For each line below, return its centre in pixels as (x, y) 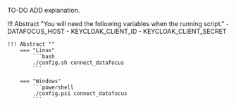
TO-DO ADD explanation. (44, 10)
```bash (44, 56)
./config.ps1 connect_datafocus (80, 94)
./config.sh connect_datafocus (79, 63)
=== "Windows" (41, 81)
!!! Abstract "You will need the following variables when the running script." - (118, 24)
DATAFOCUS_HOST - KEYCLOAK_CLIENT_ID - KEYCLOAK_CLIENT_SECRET (117, 31)
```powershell (53, 87)
